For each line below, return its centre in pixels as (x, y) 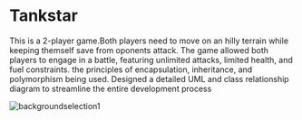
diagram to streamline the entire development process (111, 88)
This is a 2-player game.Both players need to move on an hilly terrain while (149, 41)
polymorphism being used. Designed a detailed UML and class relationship (149, 78)
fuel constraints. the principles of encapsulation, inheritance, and (131, 69)
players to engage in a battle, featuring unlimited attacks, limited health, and (151, 60)
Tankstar (44, 16)
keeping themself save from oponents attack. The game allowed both (139, 50)
